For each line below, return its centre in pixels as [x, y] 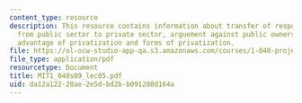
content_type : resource [54, 17]
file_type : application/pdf [62, 59]
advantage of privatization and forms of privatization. [126, 43]
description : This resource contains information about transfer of [140, 26]
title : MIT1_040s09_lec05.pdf [66, 76]
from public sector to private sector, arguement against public [142, 34]
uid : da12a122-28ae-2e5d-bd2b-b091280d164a [92, 84]
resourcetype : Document [54, 68]
